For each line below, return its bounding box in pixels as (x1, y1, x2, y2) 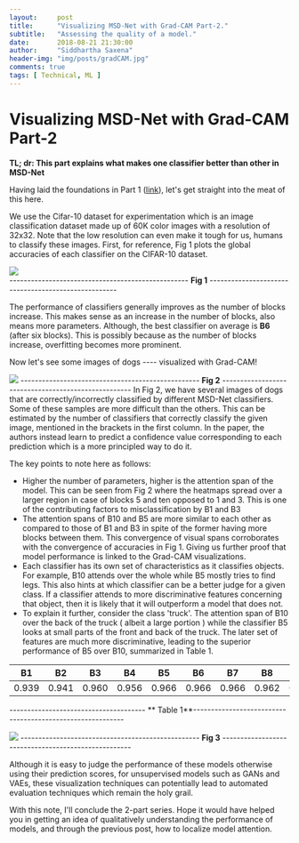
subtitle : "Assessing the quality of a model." (9, 29, 198, 38)
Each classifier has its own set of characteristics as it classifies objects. (21, 560, 285, 571)
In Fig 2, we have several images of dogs (133, 384, 284, 395)
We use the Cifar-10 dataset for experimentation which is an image (9, 211, 254, 221)
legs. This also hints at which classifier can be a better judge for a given (21, 579, 287, 590)
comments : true (9, 63, 66, 72)
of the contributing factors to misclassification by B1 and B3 (21, 503, 241, 514)
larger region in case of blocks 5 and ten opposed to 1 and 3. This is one (21, 494, 287, 505)
